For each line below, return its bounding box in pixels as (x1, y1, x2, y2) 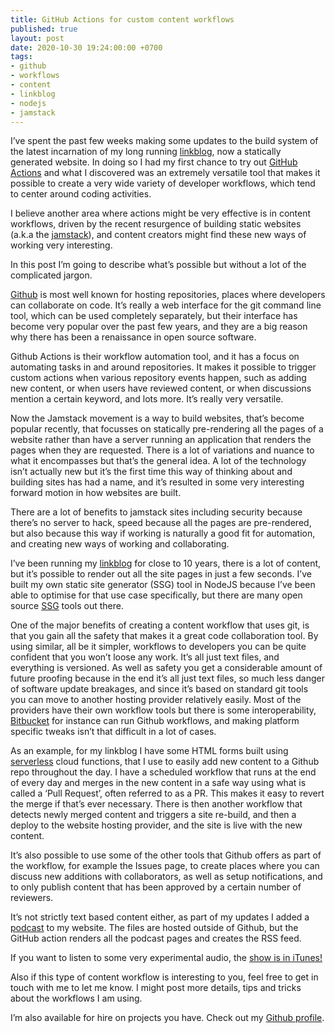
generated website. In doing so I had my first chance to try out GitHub (10, 156, 298, 168)
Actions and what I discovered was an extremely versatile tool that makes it (10, 167, 321, 179)
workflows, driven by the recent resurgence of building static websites (10, 218, 302, 230)
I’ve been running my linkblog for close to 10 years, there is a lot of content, (10, 557, 322, 570)
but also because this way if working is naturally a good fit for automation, (10, 527, 316, 540)
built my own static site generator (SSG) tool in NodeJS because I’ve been (10, 579, 316, 591)
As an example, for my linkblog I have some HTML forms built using (10, 745, 289, 757)
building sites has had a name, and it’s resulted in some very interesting (10, 476, 305, 488)
